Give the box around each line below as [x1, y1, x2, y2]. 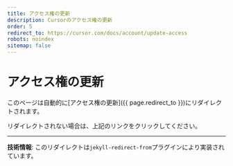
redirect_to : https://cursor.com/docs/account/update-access [7, 29, 188, 37]
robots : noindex [7, 36, 54, 43]
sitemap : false [7, 42, 51, 49]
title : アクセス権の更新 [7, 10, 71, 17]
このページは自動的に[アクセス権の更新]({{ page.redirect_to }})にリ [7, 98, 198, 107]
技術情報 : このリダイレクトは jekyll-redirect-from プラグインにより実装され [7, 142, 225, 151]
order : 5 [7, 23, 33, 30]
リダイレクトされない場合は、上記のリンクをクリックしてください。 [7, 122, 202, 130]
